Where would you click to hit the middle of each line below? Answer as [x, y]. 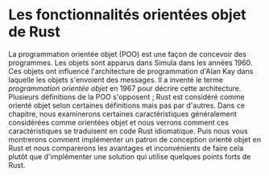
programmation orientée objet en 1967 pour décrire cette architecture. [125, 88]
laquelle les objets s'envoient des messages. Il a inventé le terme [116, 80]
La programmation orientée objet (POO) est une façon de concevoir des [128, 54]
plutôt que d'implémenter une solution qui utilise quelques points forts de [130, 156]
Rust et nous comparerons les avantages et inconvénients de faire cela [126, 148]
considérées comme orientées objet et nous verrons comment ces [119, 122]
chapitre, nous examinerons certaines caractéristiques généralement [123, 113]
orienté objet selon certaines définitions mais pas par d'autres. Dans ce [127, 105]
